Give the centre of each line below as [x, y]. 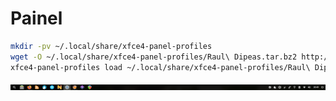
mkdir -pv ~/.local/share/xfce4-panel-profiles [111, 46]
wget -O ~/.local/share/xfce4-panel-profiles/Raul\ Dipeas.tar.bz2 [154, 57]
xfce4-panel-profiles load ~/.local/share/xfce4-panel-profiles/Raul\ [160, 67]
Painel [36, 18]
